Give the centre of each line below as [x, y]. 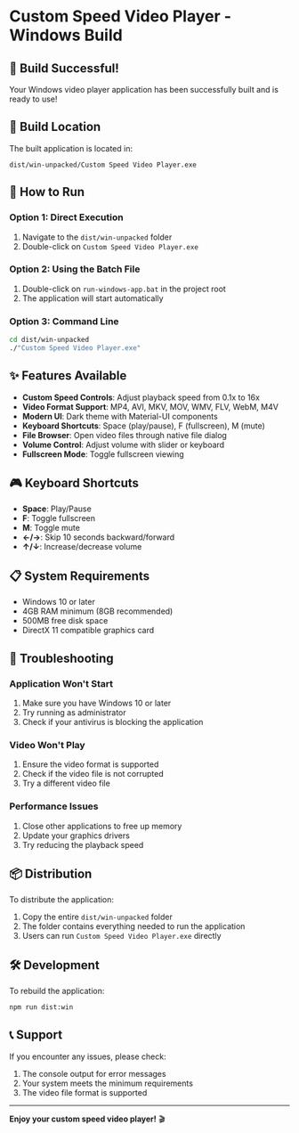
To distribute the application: [61, 900]
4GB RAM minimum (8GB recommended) [97, 611]
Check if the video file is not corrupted [93, 774]
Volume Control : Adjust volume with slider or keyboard [123, 444]
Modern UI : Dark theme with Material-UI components [120, 416]
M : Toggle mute [51, 528]
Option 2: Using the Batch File [75, 269]
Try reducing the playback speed [83, 844]
